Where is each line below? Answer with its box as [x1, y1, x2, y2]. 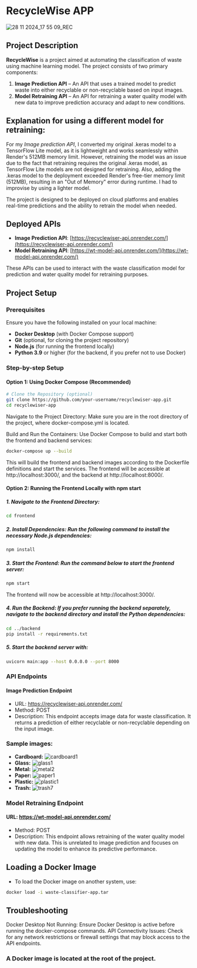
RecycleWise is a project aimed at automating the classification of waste [6, 56, 182, 63]
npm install [6, 547, 35, 553]
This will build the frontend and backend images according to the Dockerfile [6, 458, 189, 465]
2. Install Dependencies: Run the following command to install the [6, 525, 170, 532]
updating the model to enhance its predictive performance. [14, 845, 157, 852]
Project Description [6, 41, 79, 51]
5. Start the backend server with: [6, 644, 89, 651]
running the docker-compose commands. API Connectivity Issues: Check [6, 927, 184, 934]
